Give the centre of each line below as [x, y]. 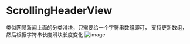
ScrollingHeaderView [59, 11]
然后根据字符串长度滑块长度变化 [45, 34]
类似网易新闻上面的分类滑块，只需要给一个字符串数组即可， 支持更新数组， [97, 27]
